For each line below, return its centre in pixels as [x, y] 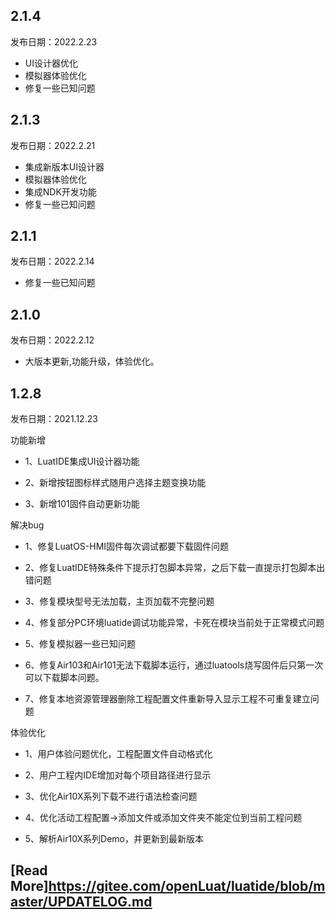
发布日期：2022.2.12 [52, 340]
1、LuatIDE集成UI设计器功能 [82, 461]
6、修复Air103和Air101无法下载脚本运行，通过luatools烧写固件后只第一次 [174, 665]
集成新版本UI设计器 [64, 166]
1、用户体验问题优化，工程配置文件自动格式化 [118, 754]
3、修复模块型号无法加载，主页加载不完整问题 [119, 601]
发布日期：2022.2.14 [52, 261]
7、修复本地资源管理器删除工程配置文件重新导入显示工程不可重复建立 [167, 699]
